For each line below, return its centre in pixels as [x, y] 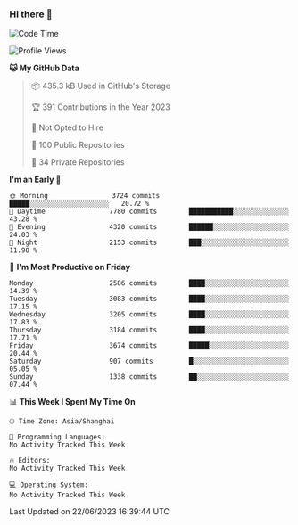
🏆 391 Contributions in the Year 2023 [101, 107]
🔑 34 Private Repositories [78, 162]
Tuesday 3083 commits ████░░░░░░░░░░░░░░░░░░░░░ [149, 299]
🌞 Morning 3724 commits [85, 196]
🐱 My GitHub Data [45, 68]
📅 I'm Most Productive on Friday [70, 267]
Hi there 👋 [31, 14]
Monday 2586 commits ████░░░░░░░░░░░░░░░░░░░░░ [149, 283]
